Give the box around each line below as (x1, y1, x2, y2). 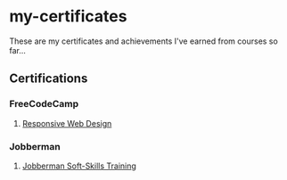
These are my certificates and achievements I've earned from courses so (9, 36, 278, 46)
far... (9, 45, 27, 55)
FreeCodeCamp (9, 98, 79, 110)
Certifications (9, 71, 88, 86)
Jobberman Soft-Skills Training (21, 160, 136, 171)
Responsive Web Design (21, 118, 112, 128)
